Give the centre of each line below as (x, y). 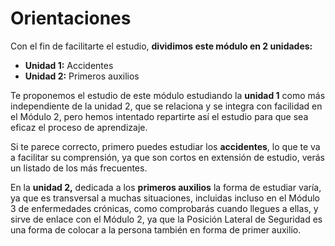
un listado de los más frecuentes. (79, 168)
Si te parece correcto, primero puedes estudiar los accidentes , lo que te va (165, 146)
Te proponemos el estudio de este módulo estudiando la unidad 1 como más (168, 95)
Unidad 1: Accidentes (69, 65)
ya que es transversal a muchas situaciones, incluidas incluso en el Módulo (165, 198)
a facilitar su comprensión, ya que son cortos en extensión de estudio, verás (167, 157)
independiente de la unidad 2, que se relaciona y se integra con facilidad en (166, 106)
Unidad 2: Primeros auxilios (82, 76)
